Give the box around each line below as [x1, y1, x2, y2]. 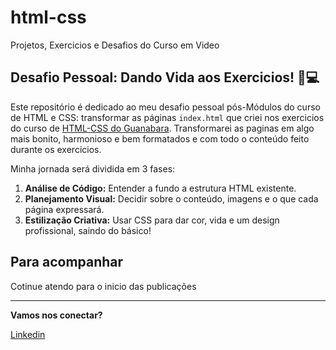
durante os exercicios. [10, 143, 102, 155]
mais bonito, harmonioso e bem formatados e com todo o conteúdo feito [10, 132, 310, 145]
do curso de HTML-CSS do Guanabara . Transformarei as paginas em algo [10, 122, 315, 134]
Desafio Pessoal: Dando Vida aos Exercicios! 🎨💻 [10, 69, 320, 86]
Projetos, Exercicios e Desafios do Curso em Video [10, 39, 220, 51]
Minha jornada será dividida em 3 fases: [10, 162, 176, 175]
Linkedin [10, 328, 46, 340]
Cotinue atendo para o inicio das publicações [10, 280, 197, 292]
